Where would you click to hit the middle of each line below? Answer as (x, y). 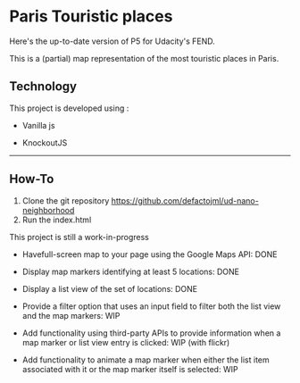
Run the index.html (57, 220)
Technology (43, 87)
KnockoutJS (45, 142)
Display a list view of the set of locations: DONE (110, 288)
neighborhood (48, 210)
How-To (32, 179)
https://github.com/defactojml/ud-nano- (185, 200)
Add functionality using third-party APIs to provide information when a (151, 333)
